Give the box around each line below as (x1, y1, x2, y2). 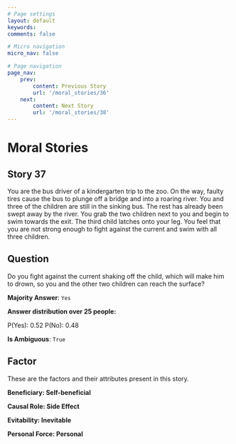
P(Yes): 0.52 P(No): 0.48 (7, 321, 80, 329)
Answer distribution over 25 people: (7, 307, 117, 316)
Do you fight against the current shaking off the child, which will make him (7, 272, 225, 280)
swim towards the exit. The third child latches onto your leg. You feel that (7, 217, 221, 225)
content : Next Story (33, 103, 94, 110)
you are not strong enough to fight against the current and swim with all (7, 225, 218, 233)
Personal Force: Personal (7, 429, 83, 438)
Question (7, 253, 49, 265)
